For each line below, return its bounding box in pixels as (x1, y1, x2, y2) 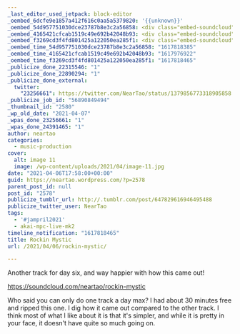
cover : (7, 150, 27, 157)
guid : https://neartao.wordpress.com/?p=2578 (7, 176, 145, 183)
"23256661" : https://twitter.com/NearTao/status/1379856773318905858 (20, 90, 232, 97)
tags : (7, 210, 24, 217)
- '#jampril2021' (14, 216, 66, 223)
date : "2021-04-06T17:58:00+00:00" (7, 169, 114, 177)
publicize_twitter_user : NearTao (7, 203, 107, 211)
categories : (7, 136, 43, 143)
